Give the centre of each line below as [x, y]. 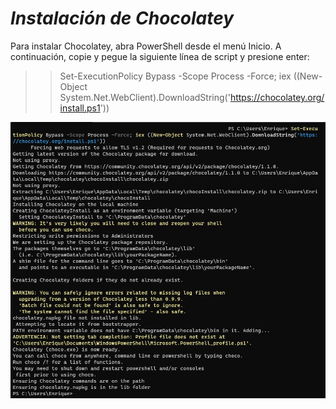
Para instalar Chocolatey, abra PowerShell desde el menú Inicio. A [146, 46]
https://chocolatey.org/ [277, 97]
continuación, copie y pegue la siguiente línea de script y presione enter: [160, 56]
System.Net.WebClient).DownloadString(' [145, 97]
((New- [308, 76]
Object [73, 86]
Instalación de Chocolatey [122, 18]
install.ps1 [80, 108]
